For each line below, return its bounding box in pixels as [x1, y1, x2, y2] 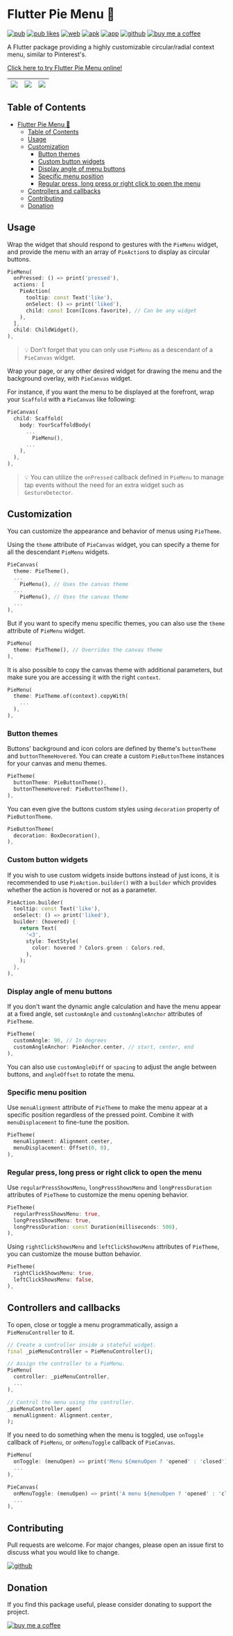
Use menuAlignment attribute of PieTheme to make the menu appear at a [7, 1103, 208, 1112]
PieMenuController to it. [7, 1328, 75, 1336]
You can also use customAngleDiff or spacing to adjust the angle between [7, 1063, 217, 1071]
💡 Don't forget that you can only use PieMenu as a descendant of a [24, 346, 214, 354]
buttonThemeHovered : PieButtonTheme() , [13, 786, 129, 793]
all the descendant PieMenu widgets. [7, 548, 110, 556]
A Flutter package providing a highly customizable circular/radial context [7, 42, 215, 51]
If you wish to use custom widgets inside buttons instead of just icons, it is [7, 871, 220, 879]
